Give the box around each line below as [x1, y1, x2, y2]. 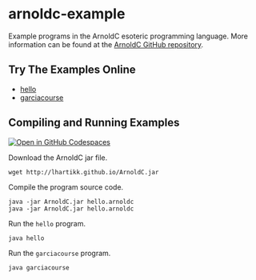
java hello [8, 234, 45, 242]
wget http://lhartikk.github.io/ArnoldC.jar [8, 168, 159, 176]
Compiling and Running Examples [8, 116, 180, 130]
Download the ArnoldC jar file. [8, 153, 108, 162]
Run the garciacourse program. [8, 248, 111, 258]
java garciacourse [8, 263, 70, 272]
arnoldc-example [8, 5, 126, 23]
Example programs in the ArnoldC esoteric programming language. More [8, 31, 248, 41]
